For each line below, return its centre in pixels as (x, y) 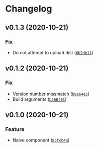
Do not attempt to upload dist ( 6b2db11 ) (53, 52)
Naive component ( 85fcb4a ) (41, 140)
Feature (15, 129)
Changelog (29, 9)
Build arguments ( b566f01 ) (39, 99)
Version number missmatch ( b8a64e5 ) (51, 94)
